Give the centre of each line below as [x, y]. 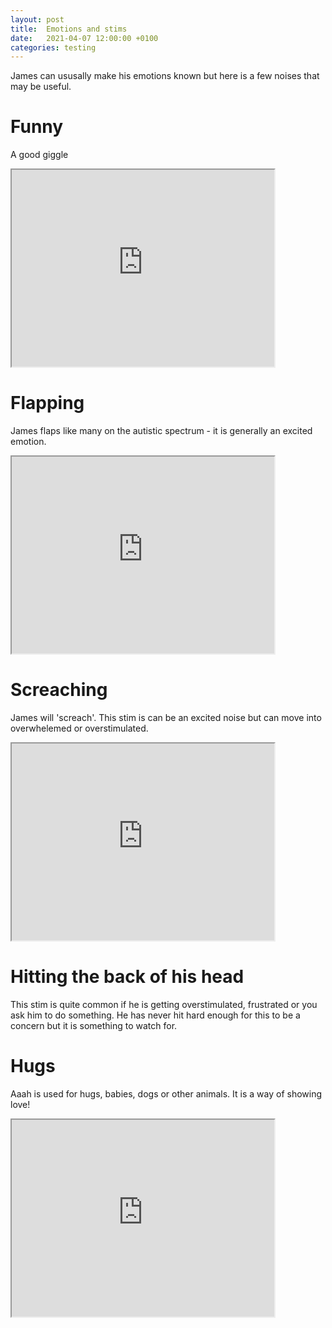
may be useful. [41, 87]
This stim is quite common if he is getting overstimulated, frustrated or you [164, 1004]
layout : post [37, 19]
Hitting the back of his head [127, 977]
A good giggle [39, 155]
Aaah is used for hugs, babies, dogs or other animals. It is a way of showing [166, 1093]
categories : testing [53, 47]
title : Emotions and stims [69, 29]
